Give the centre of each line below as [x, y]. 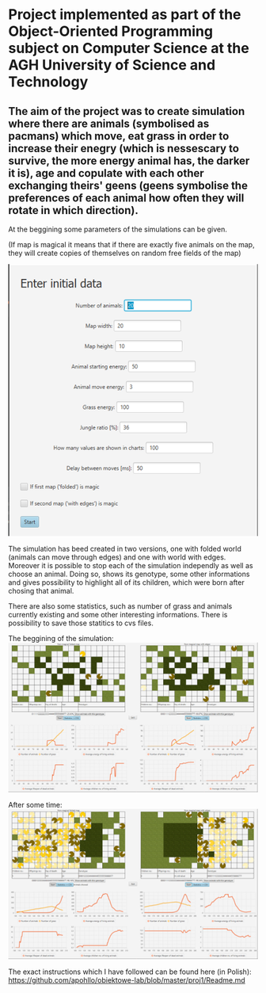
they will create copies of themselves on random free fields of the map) [125, 253]
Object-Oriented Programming [111, 31]
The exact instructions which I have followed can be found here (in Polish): [130, 972]
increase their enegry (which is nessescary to [124, 148]
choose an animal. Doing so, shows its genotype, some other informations [129, 574]
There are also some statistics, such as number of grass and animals [120, 606]
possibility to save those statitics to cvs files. [81, 623]
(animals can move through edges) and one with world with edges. [117, 557]
